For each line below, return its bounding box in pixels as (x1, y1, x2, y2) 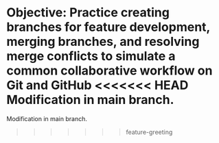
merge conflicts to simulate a (6, 49, 176, 64)
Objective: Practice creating (6, 5, 170, 21)
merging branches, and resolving (6, 34, 200, 49)
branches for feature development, (6, 19, 211, 35)
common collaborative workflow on (6, 63, 213, 79)
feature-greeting (126, 128, 173, 136)
